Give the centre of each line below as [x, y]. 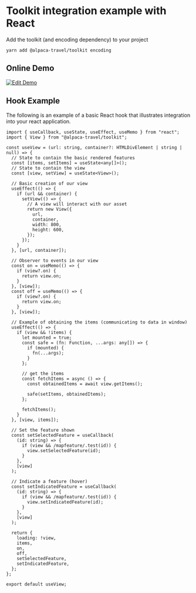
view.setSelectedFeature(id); [64, 450]
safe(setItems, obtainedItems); [67, 394]
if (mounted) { [46, 348]
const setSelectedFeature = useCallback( [63, 435]
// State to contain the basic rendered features [73, 158]
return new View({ [50, 209]
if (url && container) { [47, 194]
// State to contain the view [48, 168]
